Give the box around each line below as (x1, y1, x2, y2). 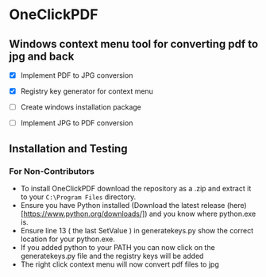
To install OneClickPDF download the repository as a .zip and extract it (20, 183, 252, 193)
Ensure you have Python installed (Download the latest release (20, 200, 226, 210)
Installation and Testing (9, 141, 128, 156)
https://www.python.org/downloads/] (23, 209, 145, 218)
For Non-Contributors (9, 165, 94, 176)
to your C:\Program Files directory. (20, 192, 137, 202)
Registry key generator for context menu (20, 87, 154, 96)
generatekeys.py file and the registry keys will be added (20, 251, 204, 260)
